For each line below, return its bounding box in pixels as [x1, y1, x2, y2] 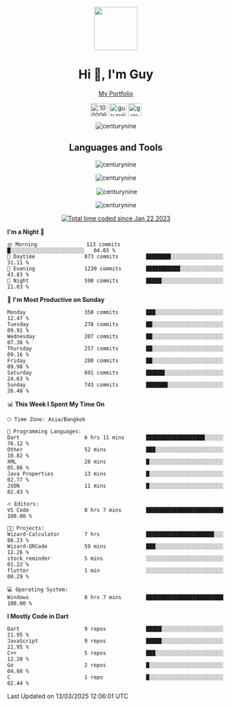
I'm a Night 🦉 [7, 228, 45, 236]
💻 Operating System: [7, 586, 69, 594]
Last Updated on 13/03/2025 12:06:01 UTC [7, 692, 129, 701]
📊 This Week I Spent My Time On [7, 400, 105, 408]
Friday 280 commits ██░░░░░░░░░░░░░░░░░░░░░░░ [7, 357, 224, 364]
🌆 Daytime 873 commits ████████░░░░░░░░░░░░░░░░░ [7, 253, 224, 261]
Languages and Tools [68, 142, 163, 153]
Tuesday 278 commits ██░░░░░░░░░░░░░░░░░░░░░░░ [7, 321, 224, 328]
